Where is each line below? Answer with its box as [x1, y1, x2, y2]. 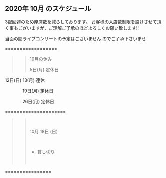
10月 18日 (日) [29, 128, 58, 134]
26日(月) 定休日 [22, 98, 55, 104]
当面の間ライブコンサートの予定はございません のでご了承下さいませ [5, 35, 146, 41]
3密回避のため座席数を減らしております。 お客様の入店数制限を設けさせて [5, 19, 157, 25]
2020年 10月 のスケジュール [5, 4, 91, 13]
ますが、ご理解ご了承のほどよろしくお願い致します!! [31, 25, 139, 31]
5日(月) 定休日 [29, 66, 59, 72]
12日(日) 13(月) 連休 [5, 77, 45, 83]
